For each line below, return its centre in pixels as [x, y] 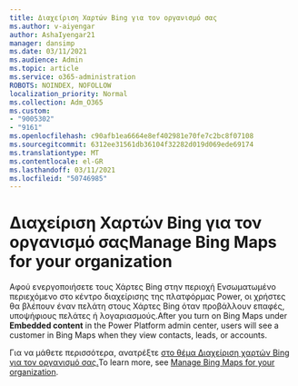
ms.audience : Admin [46, 60]
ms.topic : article [44, 69]
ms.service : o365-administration [73, 77]
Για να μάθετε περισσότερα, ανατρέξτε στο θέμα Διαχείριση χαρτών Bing [149, 353]
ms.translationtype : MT [55, 153]
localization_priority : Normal [69, 94]
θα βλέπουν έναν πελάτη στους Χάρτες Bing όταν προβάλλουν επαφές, [147, 306]
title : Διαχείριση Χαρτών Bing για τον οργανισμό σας [114, 18]
